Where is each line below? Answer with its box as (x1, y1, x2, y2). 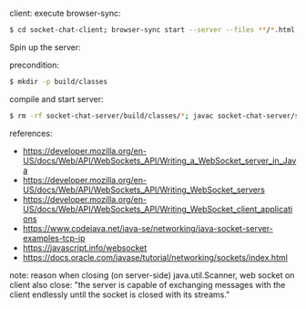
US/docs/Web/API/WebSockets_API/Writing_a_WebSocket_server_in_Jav (22, 155, 297, 166)
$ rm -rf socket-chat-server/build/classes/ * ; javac (9, 111, 214, 120)
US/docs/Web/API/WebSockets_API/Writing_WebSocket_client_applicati (22, 203, 293, 214)
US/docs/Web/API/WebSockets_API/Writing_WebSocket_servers (22, 184, 266, 195)
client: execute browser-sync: (9, 8, 121, 18)
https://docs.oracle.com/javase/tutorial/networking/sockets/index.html (22, 252, 289, 263)
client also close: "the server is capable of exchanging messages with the (9, 279, 286, 290)
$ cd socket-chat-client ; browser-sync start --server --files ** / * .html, (9, 26, 300, 35)
